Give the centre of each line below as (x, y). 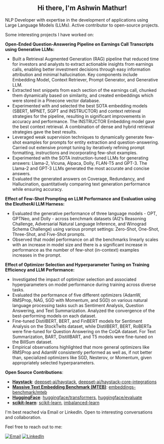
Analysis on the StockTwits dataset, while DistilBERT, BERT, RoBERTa (82, 326)
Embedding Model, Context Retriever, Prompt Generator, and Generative (85, 79)
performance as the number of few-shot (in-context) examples (76, 250)
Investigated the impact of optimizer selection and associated (74, 279)
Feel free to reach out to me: (34, 427)
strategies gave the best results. (45, 131)
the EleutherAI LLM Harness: (35, 204)
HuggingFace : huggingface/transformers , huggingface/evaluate (77, 397)
